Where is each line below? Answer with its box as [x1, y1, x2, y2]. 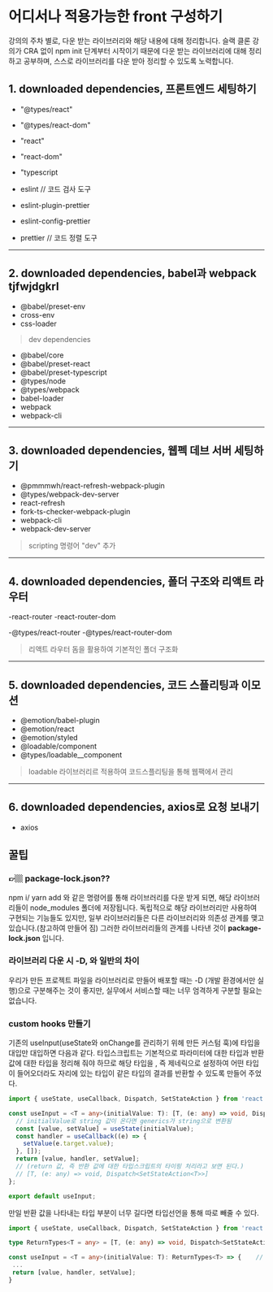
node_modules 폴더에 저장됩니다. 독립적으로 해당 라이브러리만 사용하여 [29, 903, 258, 913]
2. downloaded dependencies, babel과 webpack [8, 267, 258, 280]
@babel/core [19, 350, 64, 360]
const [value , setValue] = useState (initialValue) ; [15, 1125, 195, 1133]
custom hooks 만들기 [8, 1017, 91, 1029]
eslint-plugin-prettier [19, 200, 90, 210]
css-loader [19, 319, 57, 328]
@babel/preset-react [19, 358, 91, 368]
